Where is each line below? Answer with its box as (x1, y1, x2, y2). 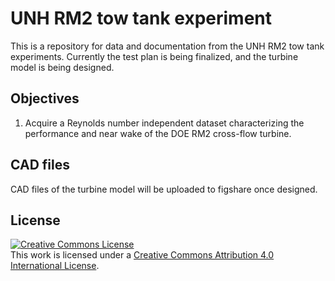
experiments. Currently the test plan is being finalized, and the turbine (10, 50, 299, 62)
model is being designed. (10, 61, 115, 73)
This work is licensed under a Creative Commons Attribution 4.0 (10, 249, 275, 261)
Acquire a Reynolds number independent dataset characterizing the (24, 117, 305, 129)
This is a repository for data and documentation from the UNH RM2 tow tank (10, 40, 325, 52)
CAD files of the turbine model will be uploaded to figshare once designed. (10, 183, 318, 195)
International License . (10, 260, 100, 272)
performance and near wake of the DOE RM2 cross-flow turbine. (24, 127, 292, 139)
